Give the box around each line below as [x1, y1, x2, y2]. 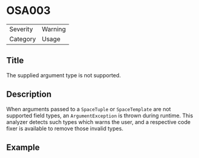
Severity [9, 25, 33, 33]
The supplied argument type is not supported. [6, 71, 121, 79]
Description [6, 89, 52, 100]
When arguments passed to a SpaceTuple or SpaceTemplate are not [6, 105, 171, 112]
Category [9, 35, 36, 43]
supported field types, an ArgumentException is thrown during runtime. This [6, 112, 194, 119]
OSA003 [6, 4, 51, 18]
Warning [41, 25, 66, 33]
